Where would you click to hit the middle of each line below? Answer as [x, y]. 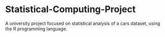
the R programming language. [36, 28]
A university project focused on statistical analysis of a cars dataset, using [83, 23]
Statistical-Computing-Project [70, 9]
